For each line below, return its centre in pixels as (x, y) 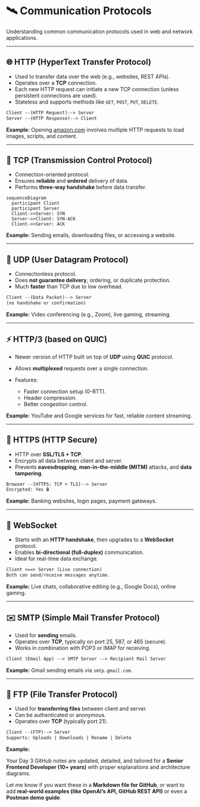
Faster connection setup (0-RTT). (65, 391)
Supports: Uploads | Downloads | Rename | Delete (69, 738)
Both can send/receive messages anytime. (58, 575)
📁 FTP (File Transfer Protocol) (62, 694)
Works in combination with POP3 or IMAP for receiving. (82, 648)
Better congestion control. (56, 404)
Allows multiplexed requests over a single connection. (82, 368)
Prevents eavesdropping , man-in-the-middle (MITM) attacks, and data (103, 467)
